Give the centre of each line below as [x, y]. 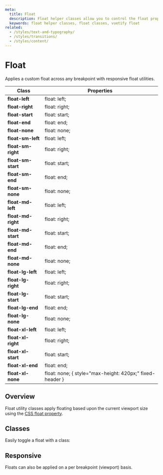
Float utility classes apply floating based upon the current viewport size [76, 408]
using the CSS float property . [34, 413]
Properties [100, 90]
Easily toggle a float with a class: [38, 441]
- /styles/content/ [29, 41]
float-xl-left [22, 329]
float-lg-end [23, 307]
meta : [10, 9]
